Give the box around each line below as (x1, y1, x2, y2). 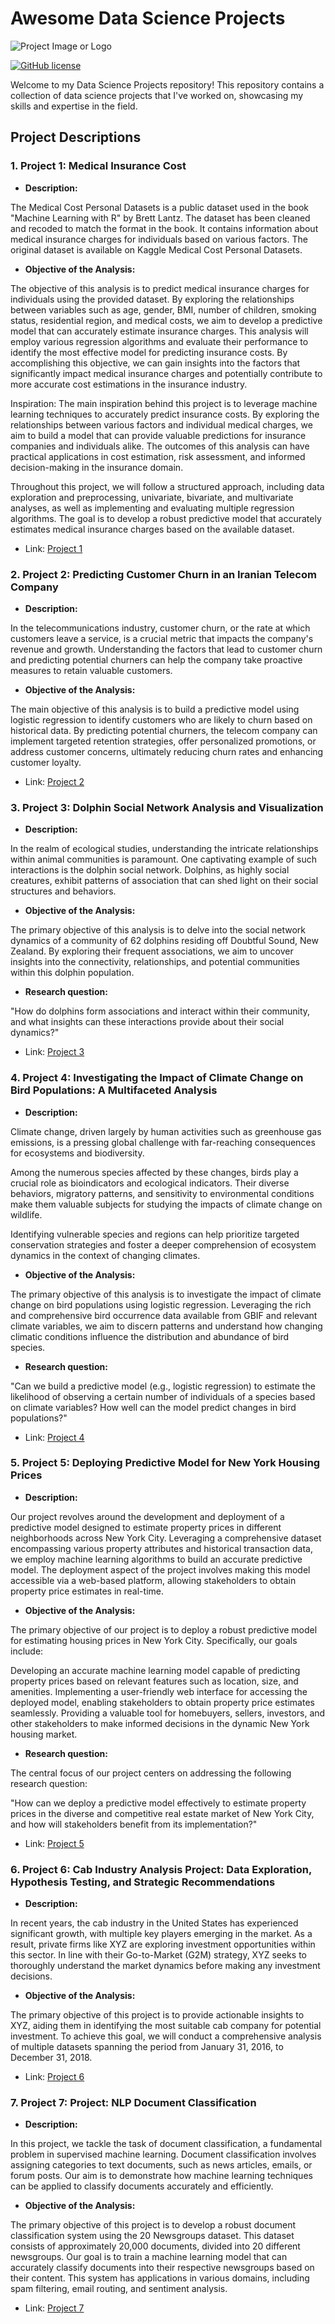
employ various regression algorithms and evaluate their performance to (10, 335, 309, 347)
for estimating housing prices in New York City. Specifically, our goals (10, 1634, 298, 1646)
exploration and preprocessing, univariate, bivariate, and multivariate (10, 491, 294, 503)
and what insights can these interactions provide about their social (10, 1016, 285, 1028)
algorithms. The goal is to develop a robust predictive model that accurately (10, 512, 322, 524)
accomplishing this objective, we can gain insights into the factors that (10, 357, 301, 369)
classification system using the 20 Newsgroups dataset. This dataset (10, 2230, 295, 2242)
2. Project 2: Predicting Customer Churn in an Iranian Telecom (10, 567, 317, 581)
